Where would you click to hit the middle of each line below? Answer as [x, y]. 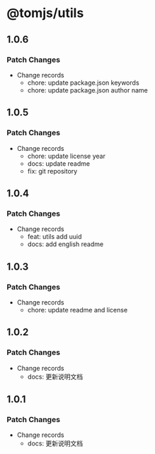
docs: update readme [58, 163]
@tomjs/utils [45, 13]
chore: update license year [66, 156]
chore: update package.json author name [87, 90]
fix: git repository [52, 171]
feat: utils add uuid [54, 237]
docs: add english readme [65, 244]
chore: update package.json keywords [83, 83]
